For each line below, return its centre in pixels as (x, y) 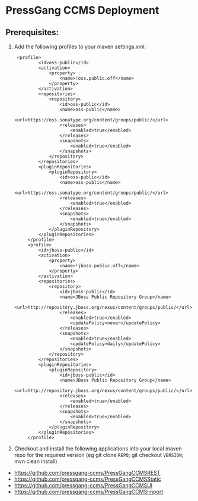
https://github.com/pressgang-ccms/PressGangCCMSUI (83, 485)
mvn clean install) (36, 461)
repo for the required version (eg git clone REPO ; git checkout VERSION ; (99, 455)
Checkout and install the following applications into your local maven (98, 449)
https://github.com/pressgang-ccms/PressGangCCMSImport (89, 492)
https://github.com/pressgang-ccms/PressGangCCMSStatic (87, 479)
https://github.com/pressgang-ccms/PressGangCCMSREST (87, 473)
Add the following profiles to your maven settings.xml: (80, 46)
